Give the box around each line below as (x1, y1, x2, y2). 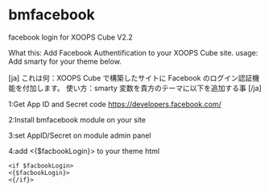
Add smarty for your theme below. (8, 56, 122, 66)
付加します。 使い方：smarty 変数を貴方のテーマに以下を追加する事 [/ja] (22, 83, 262, 93)
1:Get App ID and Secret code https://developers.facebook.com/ (8, 99, 221, 109)
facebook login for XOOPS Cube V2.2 (8, 32, 133, 42)
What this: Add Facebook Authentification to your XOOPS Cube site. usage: (8, 48, 259, 57)
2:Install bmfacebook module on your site (8, 114, 147, 124)
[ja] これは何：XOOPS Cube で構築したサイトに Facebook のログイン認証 (8, 73, 253, 82)
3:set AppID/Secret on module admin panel (8, 131, 151, 140)
